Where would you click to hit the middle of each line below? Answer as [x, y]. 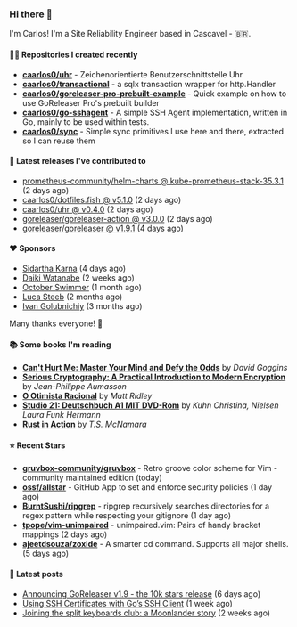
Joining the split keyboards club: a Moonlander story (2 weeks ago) [146, 613]
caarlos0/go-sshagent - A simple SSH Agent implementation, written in [155, 112]
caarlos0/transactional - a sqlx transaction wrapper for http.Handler [149, 84]
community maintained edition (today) [92, 478]
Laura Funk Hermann [61, 415]
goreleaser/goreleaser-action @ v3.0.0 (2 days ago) [117, 218]
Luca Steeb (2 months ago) [72, 297]
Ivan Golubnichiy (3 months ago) [82, 305]
